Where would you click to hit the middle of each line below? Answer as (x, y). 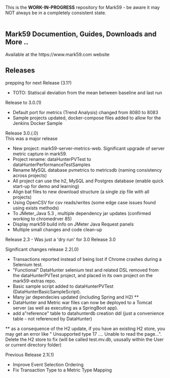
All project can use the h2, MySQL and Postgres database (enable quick (88, 181)
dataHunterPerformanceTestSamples (51, 165)
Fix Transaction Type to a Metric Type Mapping (62, 370)
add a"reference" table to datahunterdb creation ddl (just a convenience (88, 313)
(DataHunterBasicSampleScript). (47, 291)
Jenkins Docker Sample (37, 123)
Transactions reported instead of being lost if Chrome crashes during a (87, 259)
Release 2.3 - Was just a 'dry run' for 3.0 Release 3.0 (61, 239)
